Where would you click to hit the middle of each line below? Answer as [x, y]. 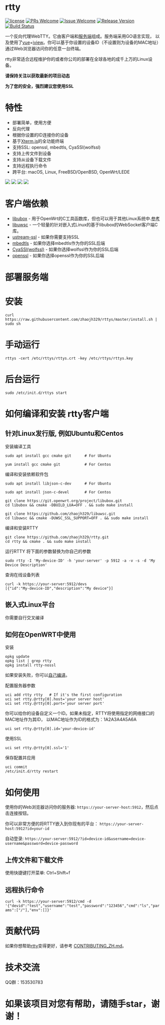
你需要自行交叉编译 [25, 617]
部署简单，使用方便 [32, 122]
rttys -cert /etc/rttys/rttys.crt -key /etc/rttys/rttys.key [69, 358]
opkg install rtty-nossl [31, 665]
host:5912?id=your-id [27, 829]
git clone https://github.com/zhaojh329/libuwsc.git [60, 514]
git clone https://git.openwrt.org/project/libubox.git [64, 501]
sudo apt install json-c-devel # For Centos [58, 492]
